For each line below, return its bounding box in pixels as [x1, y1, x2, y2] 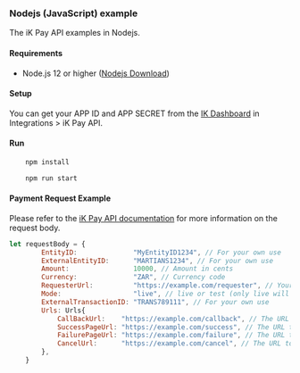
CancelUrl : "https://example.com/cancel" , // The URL [56, 339, 281, 348]
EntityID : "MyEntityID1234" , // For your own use [41, 248, 281, 257]
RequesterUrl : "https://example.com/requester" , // [41, 281, 274, 290]
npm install [25, 157, 70, 167]
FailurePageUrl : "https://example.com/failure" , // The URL [56, 331, 286, 340]
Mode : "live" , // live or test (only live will [41, 289, 290, 299]
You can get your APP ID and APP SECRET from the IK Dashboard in [9, 108, 261, 119]
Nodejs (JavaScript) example [9, 7, 138, 20]
